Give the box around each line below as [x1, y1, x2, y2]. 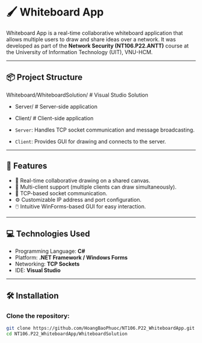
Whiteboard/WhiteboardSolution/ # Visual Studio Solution [6, 91, 148, 99]
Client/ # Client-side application [14, 114, 94, 121]
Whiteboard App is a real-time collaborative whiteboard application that [6, 29, 183, 37]
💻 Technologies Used [6, 228, 90, 238]
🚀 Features [6, 161, 47, 171]
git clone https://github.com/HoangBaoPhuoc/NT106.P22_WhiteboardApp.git [6, 326, 195, 332]
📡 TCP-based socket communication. [14, 189, 108, 196]
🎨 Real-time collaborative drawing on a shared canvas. [14, 177, 150, 184]
